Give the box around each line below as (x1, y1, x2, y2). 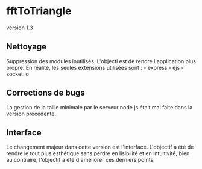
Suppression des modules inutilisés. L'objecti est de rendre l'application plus (6, 57, 196, 64)
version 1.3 (6, 24, 33, 31)
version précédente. (6, 110, 56, 117)
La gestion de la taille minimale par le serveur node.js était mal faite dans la (6, 103, 193, 111)
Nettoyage (6, 41, 47, 52)
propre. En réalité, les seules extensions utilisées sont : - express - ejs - (6, 64, 184, 71)
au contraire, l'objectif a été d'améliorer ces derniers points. (6, 156, 155, 164)
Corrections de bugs (6, 88, 86, 98)
